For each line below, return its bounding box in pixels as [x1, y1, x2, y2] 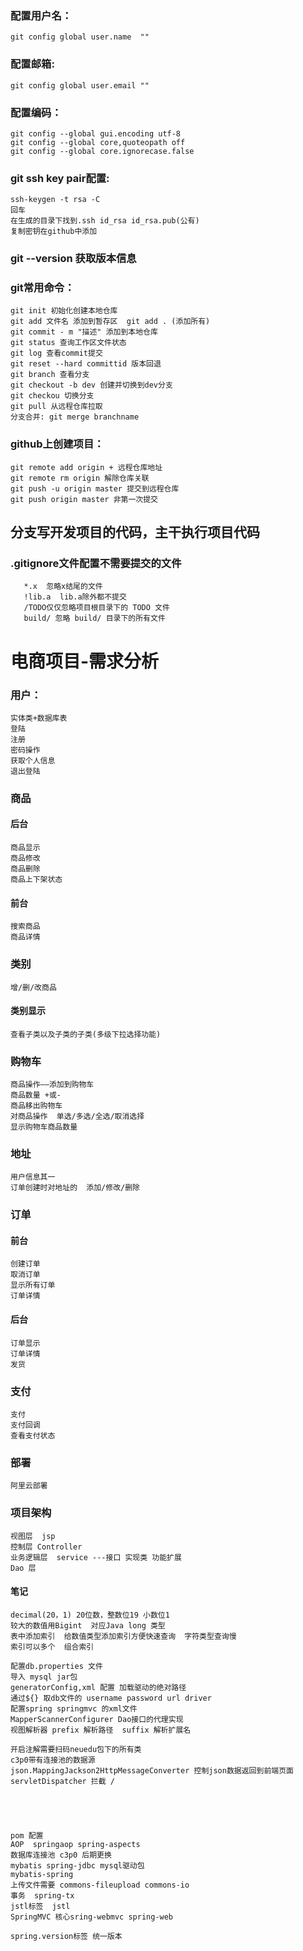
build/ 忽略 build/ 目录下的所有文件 [23, 613, 166, 624]
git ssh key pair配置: [10, 171, 110, 185]
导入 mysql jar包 [10, 1672, 78, 1682]
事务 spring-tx [10, 1890, 75, 1901]
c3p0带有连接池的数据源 [10, 1755, 96, 1765]
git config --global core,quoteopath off [10, 137, 186, 147]
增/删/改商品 [10, 982, 57, 992]
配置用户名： [10, 8, 73, 22]
